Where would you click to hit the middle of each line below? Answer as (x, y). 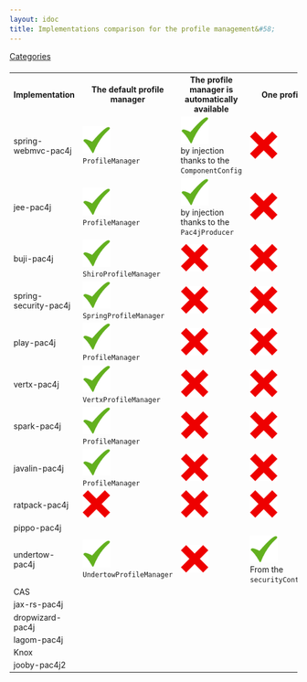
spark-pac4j (37, 426)
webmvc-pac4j (42, 151)
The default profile (127, 90)
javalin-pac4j (38, 468)
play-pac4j (35, 342)
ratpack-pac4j (41, 505)
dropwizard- (37, 617)
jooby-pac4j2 (40, 665)
